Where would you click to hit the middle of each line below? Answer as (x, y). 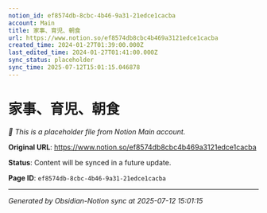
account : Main (32, 23)
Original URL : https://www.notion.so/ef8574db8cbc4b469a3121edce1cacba (132, 147)
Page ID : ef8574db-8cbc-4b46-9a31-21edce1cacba (87, 178)
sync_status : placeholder (51, 60)
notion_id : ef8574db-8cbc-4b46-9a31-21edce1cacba (92, 15)
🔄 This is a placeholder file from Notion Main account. (97, 131)
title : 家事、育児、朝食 (44, 30)
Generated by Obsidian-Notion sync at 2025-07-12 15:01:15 (106, 200)
